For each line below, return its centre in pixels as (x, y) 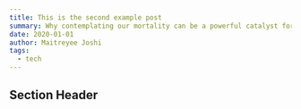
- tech (30, 59)
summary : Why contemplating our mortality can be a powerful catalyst (144, 26)
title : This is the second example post (86, 17)
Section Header (54, 95)
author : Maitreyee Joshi (56, 42)
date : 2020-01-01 (42, 34)
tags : (19, 51)
